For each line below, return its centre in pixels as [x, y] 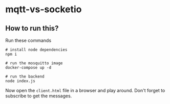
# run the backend [25, 76]
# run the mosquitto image [34, 63]
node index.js [20, 81]
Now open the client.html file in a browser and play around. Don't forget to [85, 90]
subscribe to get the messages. [39, 96]
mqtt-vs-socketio [44, 9]
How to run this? [32, 28]
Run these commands [28, 40]
